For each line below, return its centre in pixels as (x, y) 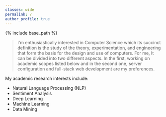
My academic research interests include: (47, 79)
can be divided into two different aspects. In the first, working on (83, 58)
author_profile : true (28, 19)
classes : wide (20, 10)
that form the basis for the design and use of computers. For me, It (85, 53)
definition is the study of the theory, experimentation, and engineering (89, 48)
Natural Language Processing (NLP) (49, 88)
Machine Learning (31, 104)
